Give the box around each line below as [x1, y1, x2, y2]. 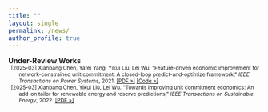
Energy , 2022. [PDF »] [18, 97, 74, 105]
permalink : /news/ [8, 26, 70, 34]
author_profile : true [8, 34, 81, 42]
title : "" [8, 11, 42, 20]
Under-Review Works [8, 56, 82, 66]
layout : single [8, 19, 59, 27]
